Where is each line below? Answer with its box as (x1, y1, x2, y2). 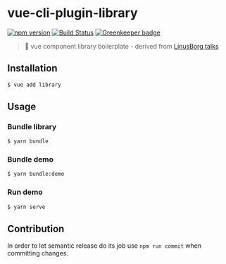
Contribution (7, 222, 65, 234)
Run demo (7, 187, 44, 197)
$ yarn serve (7, 203, 46, 210)
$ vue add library (7, 81, 61, 88)
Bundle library (7, 121, 57, 131)
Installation (7, 62, 58, 75)
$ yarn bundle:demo (7, 171, 65, 178)
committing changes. (7, 249, 69, 258)
